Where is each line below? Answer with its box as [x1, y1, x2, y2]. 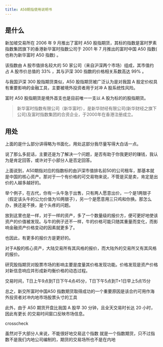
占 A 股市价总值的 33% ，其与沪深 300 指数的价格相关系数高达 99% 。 [5, 68, 147, 74]
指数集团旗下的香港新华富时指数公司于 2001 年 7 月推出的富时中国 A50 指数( [5, 46, 158, 52]
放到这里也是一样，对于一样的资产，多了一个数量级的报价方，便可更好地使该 [5, 213, 158, 218]
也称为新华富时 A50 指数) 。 [5, 52, 61, 58]
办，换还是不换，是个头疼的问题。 [5, 202, 73, 208]
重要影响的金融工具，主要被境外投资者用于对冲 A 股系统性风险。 [9, 85, 138, 91]
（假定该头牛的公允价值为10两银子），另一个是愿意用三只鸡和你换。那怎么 [5, 196, 152, 202]
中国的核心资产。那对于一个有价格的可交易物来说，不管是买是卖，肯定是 [9, 174, 154, 180]
